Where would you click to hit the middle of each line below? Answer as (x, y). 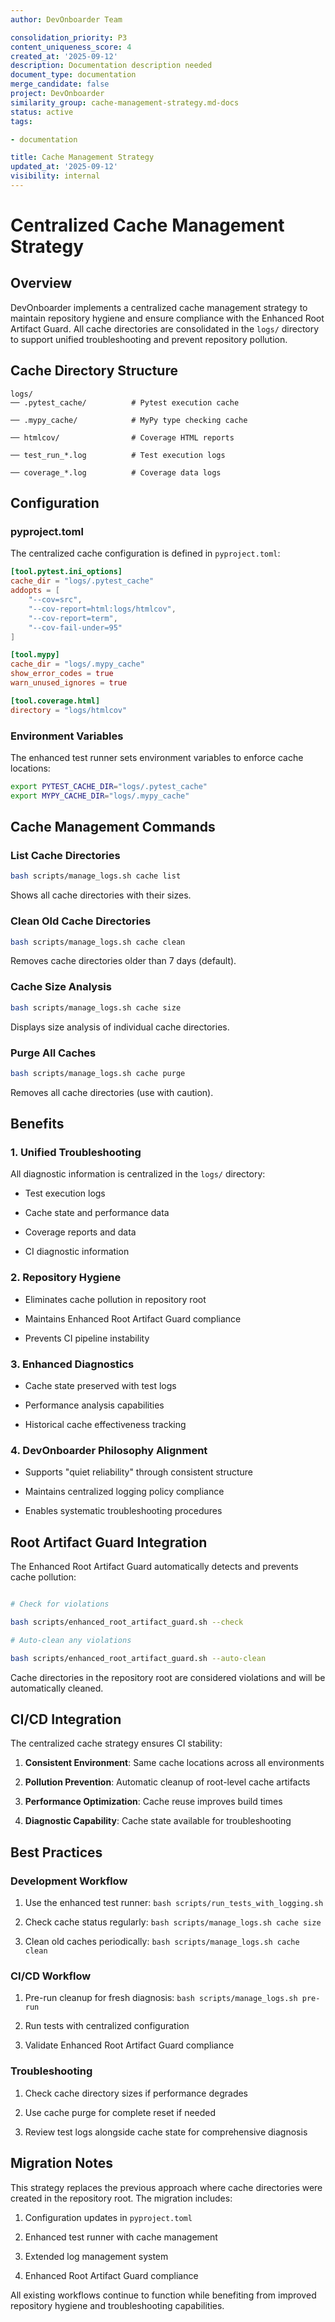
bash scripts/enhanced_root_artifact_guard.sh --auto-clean (138, 1658)
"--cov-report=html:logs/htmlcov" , (102, 609)
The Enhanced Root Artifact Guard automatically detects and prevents (154, 1567)
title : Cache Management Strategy (82, 157)
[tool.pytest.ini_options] (66, 572)
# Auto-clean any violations (71, 1640)
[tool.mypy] (35, 655)
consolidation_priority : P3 (69, 37)
